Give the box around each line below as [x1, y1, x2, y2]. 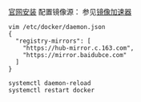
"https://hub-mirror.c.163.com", [22, 44, 135, 52]
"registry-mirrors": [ [15, 37, 91, 45]
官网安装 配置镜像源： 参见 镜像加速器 [8, 7, 132, 16]
